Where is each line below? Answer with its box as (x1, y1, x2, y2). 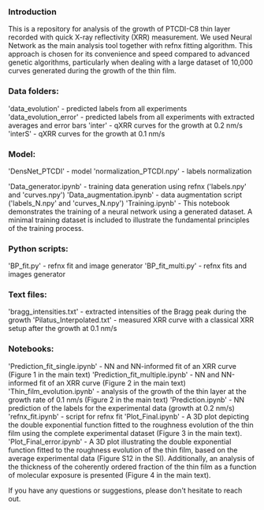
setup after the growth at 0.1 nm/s (8, 324, 117, 333)
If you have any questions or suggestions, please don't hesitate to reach (8, 486, 243, 495)
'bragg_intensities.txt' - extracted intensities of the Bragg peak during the (8, 307, 247, 317)
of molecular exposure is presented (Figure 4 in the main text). (8, 470, 211, 479)
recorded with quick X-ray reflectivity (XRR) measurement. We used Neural (8, 32, 252, 42)
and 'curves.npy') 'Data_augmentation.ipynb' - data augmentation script (8, 190, 243, 199)
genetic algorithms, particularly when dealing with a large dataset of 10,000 (8, 58, 254, 67)
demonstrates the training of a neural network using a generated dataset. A (8, 207, 253, 216)
